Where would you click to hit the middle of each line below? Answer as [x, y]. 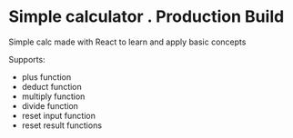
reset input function [59, 115]
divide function [50, 105]
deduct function [52, 86]
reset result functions [61, 125]
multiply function [53, 96]
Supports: [27, 59]
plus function [46, 77]
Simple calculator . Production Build [146, 17]
